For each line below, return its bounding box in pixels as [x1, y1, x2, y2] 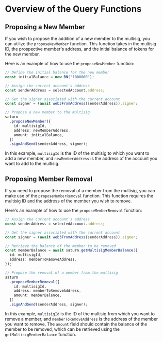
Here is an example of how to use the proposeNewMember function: [5, 61, 134, 66]
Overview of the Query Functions [5, 3, 142, 15]
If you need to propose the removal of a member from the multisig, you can [5, 188, 155, 194]
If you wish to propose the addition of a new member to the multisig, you [5, 36, 150, 41]
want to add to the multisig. [5, 161, 60, 166]
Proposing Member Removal [5, 175, 93, 183]
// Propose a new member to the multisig [5, 110, 90, 115]
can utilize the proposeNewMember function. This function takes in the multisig [5, 41, 157, 47]
